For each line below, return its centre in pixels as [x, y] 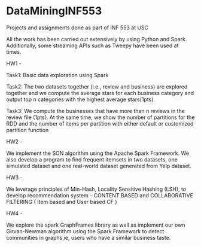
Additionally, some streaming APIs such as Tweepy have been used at [92, 45]
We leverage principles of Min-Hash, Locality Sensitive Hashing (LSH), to [96, 189]
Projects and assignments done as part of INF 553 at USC [77, 28]
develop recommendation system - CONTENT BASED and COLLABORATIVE [100, 195]
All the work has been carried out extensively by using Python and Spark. [97, 39]
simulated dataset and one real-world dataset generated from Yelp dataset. [99, 166]
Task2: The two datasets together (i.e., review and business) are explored [97, 86]
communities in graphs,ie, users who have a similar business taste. [89, 237]
